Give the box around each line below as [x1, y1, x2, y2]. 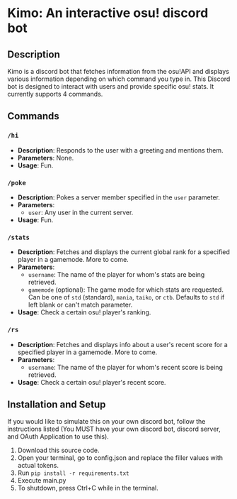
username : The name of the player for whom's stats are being [28, 270, 205, 279]
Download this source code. [17, 446, 100, 455]
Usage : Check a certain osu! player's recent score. [17, 378, 166, 386]
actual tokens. [17, 461, 59, 470]
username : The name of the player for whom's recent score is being [28, 363, 223, 371]
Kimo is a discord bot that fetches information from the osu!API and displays [7, 67, 230, 75]
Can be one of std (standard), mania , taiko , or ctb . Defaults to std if [28, 293, 225, 302]
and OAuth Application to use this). [7, 432, 110, 441]
